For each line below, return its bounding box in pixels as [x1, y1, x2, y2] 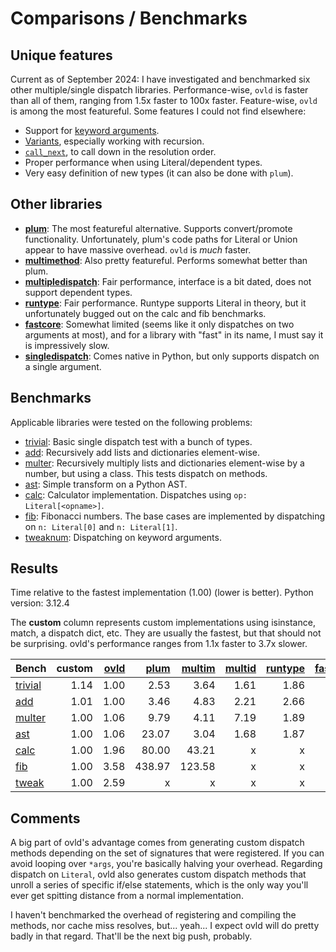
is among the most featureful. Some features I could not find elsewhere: [10, 105, 307, 117]
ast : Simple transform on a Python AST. [24, 478, 188, 490]
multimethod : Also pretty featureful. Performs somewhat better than [24, 254, 308, 266]
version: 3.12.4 [10, 597, 70, 609]
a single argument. [24, 360, 102, 372]
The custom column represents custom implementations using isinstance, [10, 617, 316, 629]
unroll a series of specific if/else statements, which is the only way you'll [10, 879, 309, 891]
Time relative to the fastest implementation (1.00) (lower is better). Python [10, 587, 314, 599]
